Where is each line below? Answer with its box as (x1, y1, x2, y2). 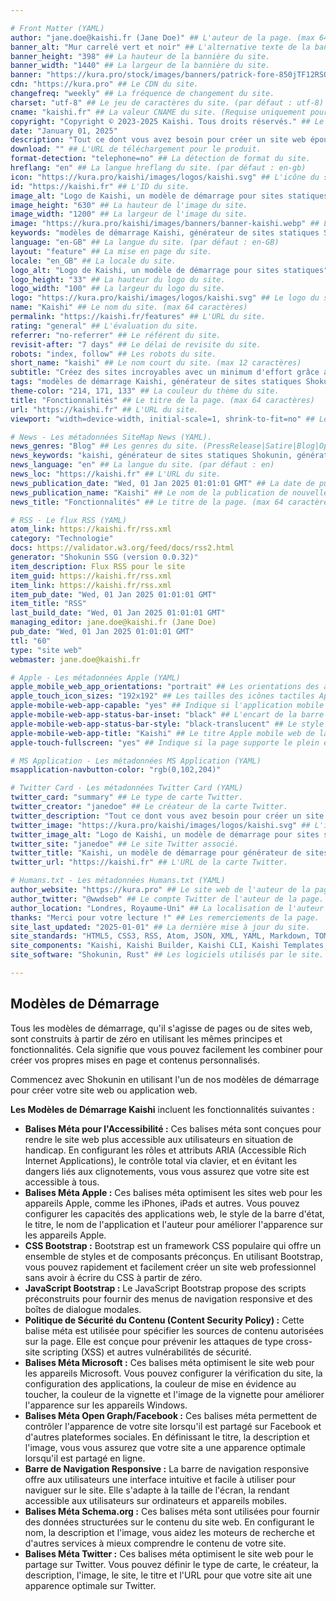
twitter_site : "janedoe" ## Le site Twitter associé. (10, 839, 240, 849)
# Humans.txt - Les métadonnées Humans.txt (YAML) (10, 876, 226, 886)
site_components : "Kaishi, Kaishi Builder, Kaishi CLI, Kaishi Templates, (10, 941, 329, 951)
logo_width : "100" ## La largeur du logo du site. (10, 284, 226, 294)
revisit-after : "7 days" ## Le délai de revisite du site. (10, 339, 262, 350)
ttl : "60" (10, 636, 52, 646)
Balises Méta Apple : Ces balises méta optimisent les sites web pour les (24, 1186, 323, 1198)
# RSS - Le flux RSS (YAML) (10, 515, 128, 525)
